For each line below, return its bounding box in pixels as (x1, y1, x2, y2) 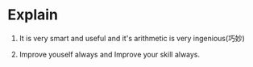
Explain (7, 6, 58, 24)
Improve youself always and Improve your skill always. (19, 49, 201, 59)
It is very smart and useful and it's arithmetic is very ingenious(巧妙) (19, 33, 245, 43)
